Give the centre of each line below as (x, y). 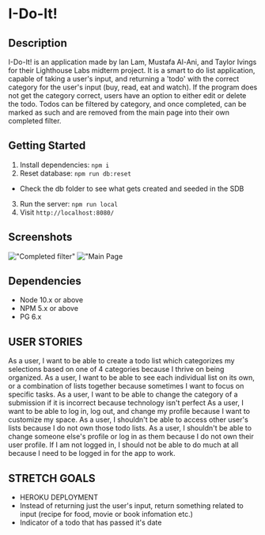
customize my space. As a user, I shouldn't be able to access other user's (129, 419)
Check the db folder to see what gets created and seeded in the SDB (132, 188)
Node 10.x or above (51, 300)
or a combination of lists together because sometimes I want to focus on (126, 386)
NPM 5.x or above (49, 309)
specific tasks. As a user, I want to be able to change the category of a (123, 395)
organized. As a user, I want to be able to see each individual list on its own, (132, 378)
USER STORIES (45, 341)
